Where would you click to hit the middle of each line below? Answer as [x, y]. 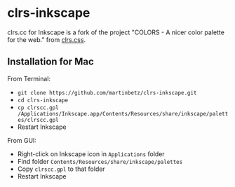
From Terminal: [29, 78]
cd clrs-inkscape [43, 100]
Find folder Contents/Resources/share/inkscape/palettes [100, 161]
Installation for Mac [51, 62]
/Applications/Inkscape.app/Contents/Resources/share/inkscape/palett [123, 113]
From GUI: [22, 140]
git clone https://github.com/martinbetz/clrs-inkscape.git [107, 92]
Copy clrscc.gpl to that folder [61, 169]
